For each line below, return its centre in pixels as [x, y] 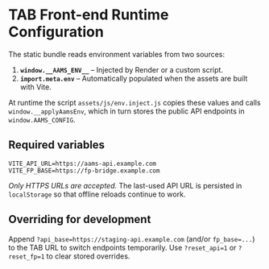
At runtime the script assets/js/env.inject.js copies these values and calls [134, 102]
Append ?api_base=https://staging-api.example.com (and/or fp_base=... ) [132, 238]
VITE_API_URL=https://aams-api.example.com [83, 163]
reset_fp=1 [27, 257]
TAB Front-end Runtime [89, 15]
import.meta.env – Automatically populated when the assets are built [134, 78]
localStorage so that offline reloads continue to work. [97, 194]
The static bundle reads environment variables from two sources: [117, 54]
